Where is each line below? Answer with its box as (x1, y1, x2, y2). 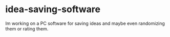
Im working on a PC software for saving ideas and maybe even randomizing (5, 20, 165, 26)
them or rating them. (5, 25, 49, 31)
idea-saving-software (5, 4, 101, 15)
